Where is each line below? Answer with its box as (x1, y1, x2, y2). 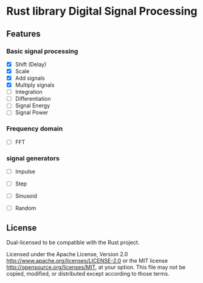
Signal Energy (15, 102, 50, 109)
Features (6, 29, 41, 39)
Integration (15, 88, 43, 96)
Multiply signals (15, 81, 55, 89)
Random (15, 204, 36, 212)
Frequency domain (6, 124, 63, 133)
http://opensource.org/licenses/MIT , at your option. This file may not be (6, 263, 186, 271)
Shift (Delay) (15, 60, 47, 68)
